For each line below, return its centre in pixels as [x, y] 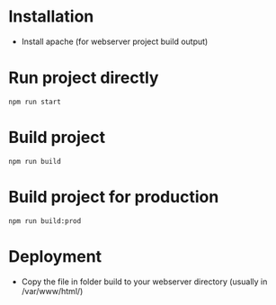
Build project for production [114, 197]
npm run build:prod [45, 221]
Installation [51, 17]
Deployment [55, 256]
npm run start [35, 102]
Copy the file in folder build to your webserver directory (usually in [144, 282]
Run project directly [84, 78]
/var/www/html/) [52, 291]
